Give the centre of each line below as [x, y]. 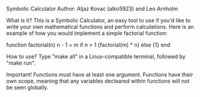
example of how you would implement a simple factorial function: [87, 33]
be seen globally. [27, 87]
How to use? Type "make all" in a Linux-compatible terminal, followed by [96, 56]
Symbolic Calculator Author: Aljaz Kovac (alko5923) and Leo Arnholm [92, 9]
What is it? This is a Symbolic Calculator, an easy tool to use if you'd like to [98, 20]
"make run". [21, 63]
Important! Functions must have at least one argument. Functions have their [100, 74]
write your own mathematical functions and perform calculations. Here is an [100, 27]
